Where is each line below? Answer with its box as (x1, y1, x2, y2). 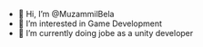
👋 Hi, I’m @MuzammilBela (17, 9, 115, 19)
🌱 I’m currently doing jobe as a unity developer (17, 28, 194, 38)
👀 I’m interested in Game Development (17, 18, 162, 29)
